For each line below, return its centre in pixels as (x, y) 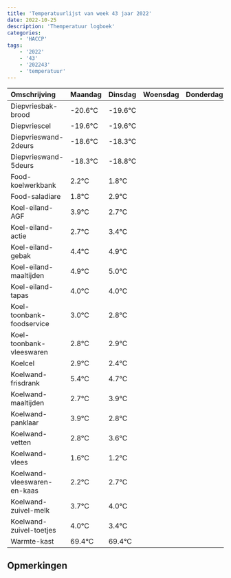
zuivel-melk (30, 510)
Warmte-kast (32, 541)
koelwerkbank (33, 185)
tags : (15, 45)
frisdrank (25, 383)
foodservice (30, 323)
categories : (24, 33)
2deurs (22, 145)
